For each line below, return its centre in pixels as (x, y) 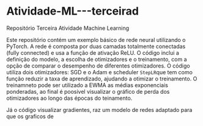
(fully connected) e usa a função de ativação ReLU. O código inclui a (93, 52)
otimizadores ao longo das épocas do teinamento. (69, 98)
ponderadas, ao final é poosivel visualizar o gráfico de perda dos (88, 91)
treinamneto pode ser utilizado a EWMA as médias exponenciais (87, 85)
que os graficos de (30, 116)
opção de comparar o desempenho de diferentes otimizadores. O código (98, 66)
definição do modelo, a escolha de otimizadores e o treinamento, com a (97, 59)
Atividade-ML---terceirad (73, 11)
